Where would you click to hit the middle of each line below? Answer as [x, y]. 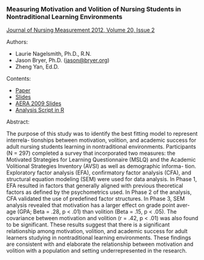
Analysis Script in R [40, 110]
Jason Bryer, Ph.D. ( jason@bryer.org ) [62, 61]
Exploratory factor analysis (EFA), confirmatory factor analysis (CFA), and [99, 173]
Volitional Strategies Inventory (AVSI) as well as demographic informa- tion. [101, 166]
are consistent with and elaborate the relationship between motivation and [100, 244]
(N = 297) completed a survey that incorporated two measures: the [91, 153]
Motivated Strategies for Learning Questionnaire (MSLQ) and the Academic [101, 160]
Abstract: [18, 122]
